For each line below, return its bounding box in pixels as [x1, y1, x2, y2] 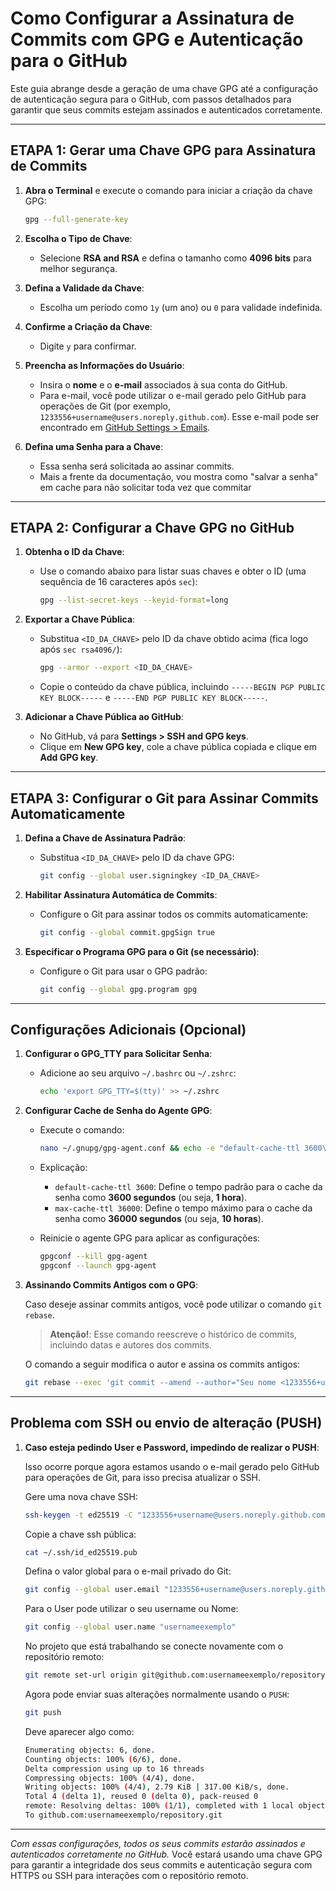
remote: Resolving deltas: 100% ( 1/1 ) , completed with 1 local [24, 1801, 295, 1811]
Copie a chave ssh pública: [24, 1528, 137, 1540]
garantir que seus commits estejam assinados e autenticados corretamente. [10, 103, 323, 116]
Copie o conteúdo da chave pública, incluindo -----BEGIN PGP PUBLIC [39, 681, 326, 693]
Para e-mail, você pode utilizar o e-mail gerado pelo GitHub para [39, 389, 307, 401]
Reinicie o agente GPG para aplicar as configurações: [39, 1232, 261, 1244]
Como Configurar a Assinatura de [10, 7, 295, 30]
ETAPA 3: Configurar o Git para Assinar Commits [10, 790, 319, 807]
